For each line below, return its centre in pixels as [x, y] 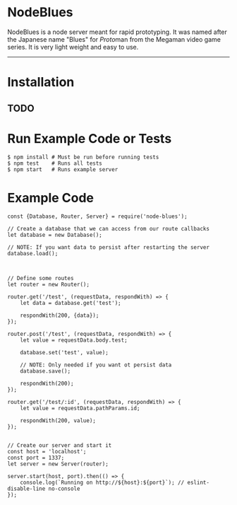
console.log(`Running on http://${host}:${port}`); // [102, 483]
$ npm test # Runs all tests [55, 163]
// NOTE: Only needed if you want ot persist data [96, 365]
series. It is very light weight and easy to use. [73, 47]
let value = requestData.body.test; [74, 340]
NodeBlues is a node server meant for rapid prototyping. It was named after [117, 32]
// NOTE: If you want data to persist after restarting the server [109, 248]
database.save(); [45, 371]
